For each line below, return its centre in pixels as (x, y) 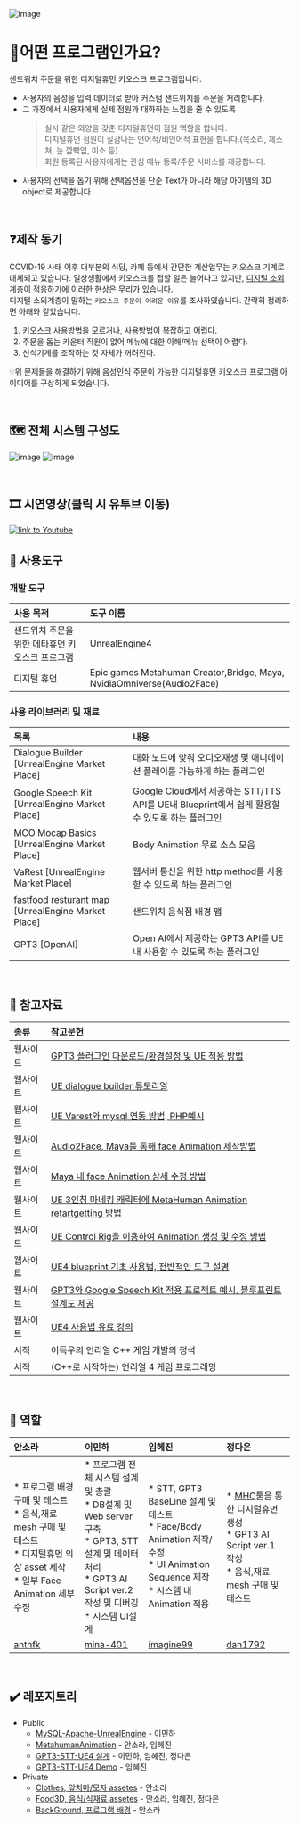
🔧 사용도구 (36, 561)
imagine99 (170, 1644)
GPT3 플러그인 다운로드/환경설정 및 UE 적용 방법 (147, 1056)
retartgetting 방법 (86, 1213)
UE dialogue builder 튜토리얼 (109, 1086)
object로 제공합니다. (57, 191)
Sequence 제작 (179, 1577)
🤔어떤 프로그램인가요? (85, 53)
